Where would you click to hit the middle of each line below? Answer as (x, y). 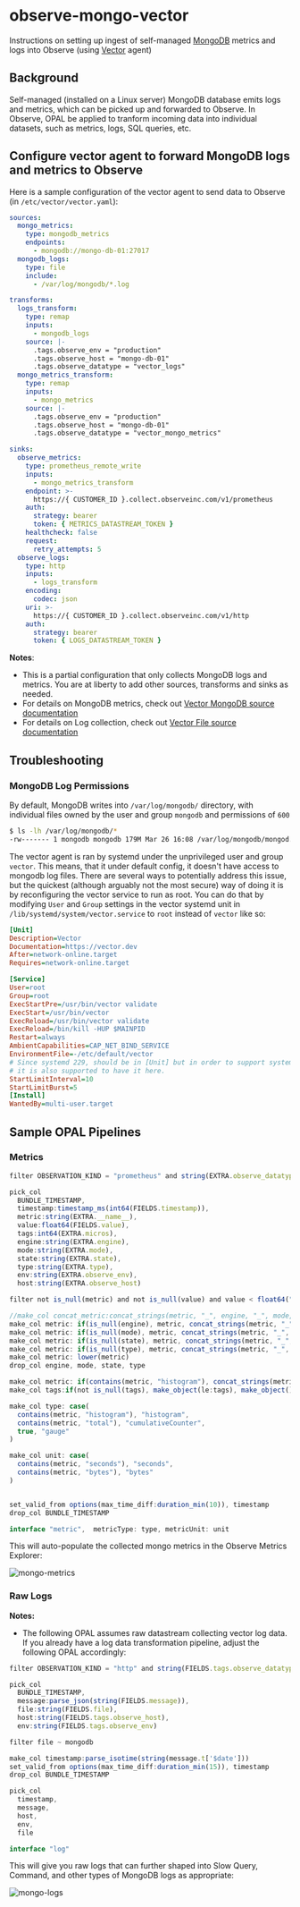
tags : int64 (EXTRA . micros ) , (67, 1234)
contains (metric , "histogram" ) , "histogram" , (104, 1414)
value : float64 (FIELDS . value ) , (73, 1225)
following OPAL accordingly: (74, 1652)
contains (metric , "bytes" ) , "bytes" (85, 1472)
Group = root (29, 996)
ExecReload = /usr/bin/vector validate (79, 1021)
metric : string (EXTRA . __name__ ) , (78, 1217)
